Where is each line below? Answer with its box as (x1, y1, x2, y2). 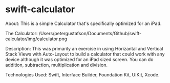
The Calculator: (5, 30, 38, 36)
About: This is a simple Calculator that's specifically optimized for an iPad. (5, 20, 162, 26)
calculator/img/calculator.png (5, 36, 68, 42)
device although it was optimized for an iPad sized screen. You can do (5, 56, 154, 62)
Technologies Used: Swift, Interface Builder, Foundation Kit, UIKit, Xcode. (5, 71, 160, 77)
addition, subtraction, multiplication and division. (5, 62, 108, 68)
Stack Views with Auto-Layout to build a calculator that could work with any (5, 51, 165, 57)
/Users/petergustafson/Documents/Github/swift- (38, 30, 142, 36)
